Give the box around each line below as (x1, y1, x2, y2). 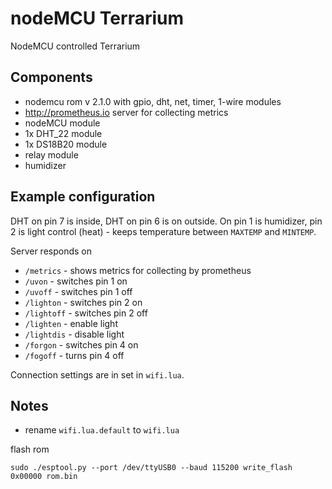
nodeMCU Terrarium (10, 7, 185, 30)
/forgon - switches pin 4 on (24, 338, 139, 351)
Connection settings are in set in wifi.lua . (10, 368, 185, 381)
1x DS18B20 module (24, 138, 108, 150)
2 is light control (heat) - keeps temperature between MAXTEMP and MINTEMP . (10, 225, 317, 237)
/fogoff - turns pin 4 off (24, 349, 125, 361)
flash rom (10, 443, 50, 456)
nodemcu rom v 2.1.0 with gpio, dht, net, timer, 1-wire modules (24, 95, 282, 107)
